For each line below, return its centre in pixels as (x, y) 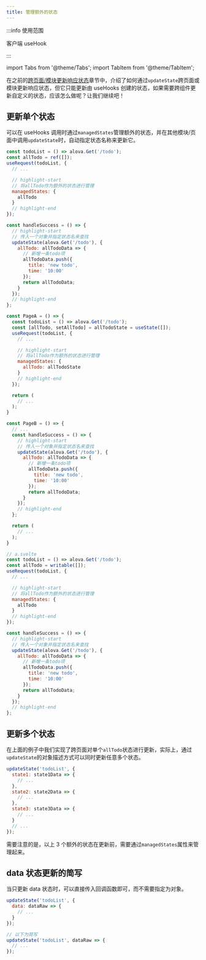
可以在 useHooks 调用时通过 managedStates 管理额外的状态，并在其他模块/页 (101, 132)
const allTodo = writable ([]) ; (46, 566)
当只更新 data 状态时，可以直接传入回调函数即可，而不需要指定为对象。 (97, 889)
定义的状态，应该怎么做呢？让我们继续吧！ (71, 95)
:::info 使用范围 (25, 30)
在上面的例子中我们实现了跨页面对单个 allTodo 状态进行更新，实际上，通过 (99, 750)
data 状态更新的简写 (44, 873)
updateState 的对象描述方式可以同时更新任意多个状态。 (75, 757)
